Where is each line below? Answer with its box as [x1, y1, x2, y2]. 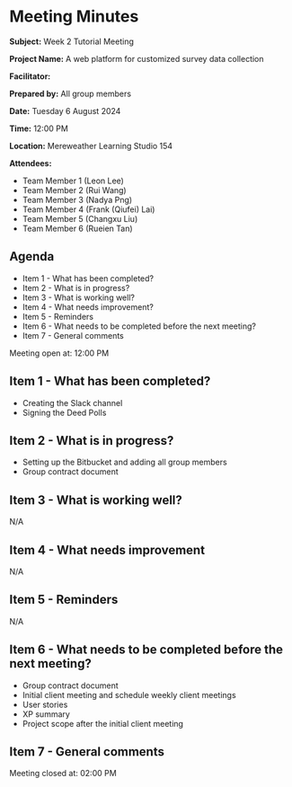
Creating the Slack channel [22, 397, 123, 408]
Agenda [9, 249, 55, 264]
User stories [22, 699, 68, 710]
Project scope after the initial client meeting [22, 718, 184, 729]
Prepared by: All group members [9, 88, 132, 99]
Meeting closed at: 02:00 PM [9, 768, 117, 779]
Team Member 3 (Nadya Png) [22, 194, 133, 205]
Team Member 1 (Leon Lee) [22, 175, 124, 186]
